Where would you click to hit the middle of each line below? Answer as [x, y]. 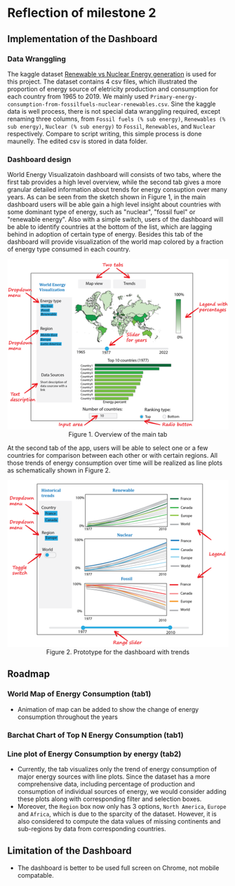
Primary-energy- [174, 97]
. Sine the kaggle [192, 104]
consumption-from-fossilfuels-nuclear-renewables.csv [88, 104]
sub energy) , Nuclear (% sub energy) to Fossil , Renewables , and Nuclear [112, 126]
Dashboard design [39, 159]
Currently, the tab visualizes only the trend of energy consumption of [117, 769]
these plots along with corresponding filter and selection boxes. [109, 799]
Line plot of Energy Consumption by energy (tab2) [94, 754]
